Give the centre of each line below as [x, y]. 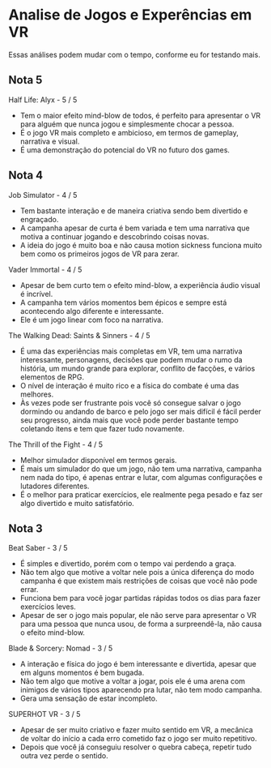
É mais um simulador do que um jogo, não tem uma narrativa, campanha [141, 469]
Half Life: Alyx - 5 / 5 [43, 100]
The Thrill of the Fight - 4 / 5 [56, 444]
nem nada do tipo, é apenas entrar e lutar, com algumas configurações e [141, 477]
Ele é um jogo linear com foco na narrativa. [91, 320]
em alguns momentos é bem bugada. [82, 673]
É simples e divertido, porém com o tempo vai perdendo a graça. [128, 564]
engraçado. [39, 219]
